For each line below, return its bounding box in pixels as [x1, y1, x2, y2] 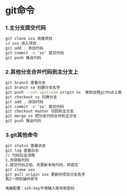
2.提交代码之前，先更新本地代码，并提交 [5, 162, 79, 167]
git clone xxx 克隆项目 [5, 36, 53, 41]
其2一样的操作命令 [5, 177, 38, 182]
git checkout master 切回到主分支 [5, 108, 74, 114]
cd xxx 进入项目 [5, 41, 37, 46]
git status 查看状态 [5, 143, 46, 148]
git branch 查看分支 [5, 80, 46, 85]
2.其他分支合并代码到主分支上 [5, 68, 79, 75]
